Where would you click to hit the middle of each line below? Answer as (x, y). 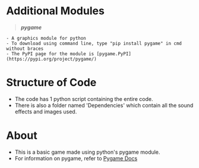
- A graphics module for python (46, 38)
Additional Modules (56, 11)
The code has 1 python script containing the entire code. (84, 99)
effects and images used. (46, 112)
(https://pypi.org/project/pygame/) (51, 59)
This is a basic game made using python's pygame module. (87, 152)
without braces (25, 49)
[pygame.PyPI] (114, 54)
